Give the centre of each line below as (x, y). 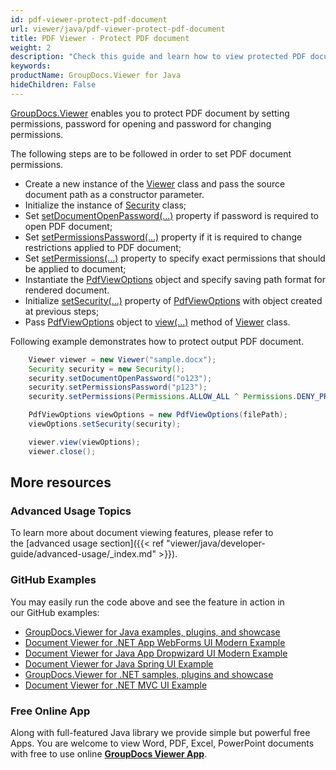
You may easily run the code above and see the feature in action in (147, 602)
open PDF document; (68, 226)
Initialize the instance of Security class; (105, 205)
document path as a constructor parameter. (114, 194)
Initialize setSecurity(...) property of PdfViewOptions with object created (173, 300)
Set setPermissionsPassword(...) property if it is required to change (163, 237)
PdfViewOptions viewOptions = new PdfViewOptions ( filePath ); (158, 415)
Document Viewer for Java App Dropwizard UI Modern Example (156, 653)
